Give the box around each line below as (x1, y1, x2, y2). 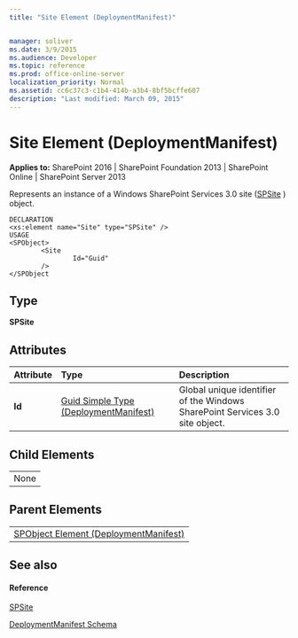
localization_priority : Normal (9, 78, 125, 87)
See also (9, 557, 58, 572)
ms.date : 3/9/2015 (9, 45, 77, 54)
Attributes (9, 342, 67, 357)
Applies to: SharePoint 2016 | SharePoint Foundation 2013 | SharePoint (9, 161, 269, 173)
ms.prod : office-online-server (9, 70, 125, 79)
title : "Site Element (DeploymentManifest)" (9, 12, 176, 22)
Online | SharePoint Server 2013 (9, 171, 126, 182)
